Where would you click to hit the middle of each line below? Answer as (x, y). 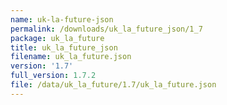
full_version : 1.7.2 (53, 76)
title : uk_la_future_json (64, 47)
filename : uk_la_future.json (71, 57)
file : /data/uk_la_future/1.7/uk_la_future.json (113, 85)
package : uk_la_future (57, 38)
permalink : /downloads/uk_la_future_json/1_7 (106, 29)
